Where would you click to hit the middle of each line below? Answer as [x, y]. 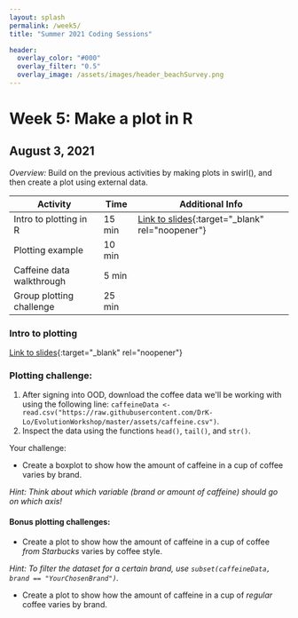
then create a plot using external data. [78, 182]
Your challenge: [38, 448]
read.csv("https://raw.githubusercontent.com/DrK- [118, 413]
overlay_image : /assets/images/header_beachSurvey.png [121, 75]
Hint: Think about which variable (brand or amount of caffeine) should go [144, 492]
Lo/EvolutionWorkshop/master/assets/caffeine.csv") [119, 423]
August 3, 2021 [52, 151]
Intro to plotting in [51, 218]
